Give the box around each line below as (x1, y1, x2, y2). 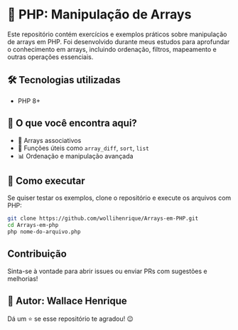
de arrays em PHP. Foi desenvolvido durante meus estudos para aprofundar (7, 37, 230, 46)
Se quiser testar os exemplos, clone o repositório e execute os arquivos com (7, 193, 232, 202)
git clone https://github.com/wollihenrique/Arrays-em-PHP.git (7, 215, 199, 223)
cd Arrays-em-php (7, 222, 59, 229)
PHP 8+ (17, 96, 40, 105)
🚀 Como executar (7, 174, 85, 187)
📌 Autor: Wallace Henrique (7, 295, 128, 307)
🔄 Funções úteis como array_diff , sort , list (17, 144, 149, 152)
